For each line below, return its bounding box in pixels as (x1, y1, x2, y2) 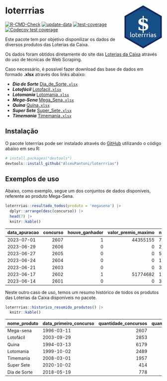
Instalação (5, 127, 39, 136)
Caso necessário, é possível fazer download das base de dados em (5, 66, 144, 72)
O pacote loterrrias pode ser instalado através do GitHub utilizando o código (5, 140, 162, 146)
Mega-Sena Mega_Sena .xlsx (12, 97, 74, 103)
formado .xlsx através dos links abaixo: (5, 71, 86, 77)
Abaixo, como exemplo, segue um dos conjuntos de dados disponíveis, (5, 188, 151, 194)
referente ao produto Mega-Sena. (5, 193, 74, 199)
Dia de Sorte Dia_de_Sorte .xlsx (12, 81, 78, 87)
